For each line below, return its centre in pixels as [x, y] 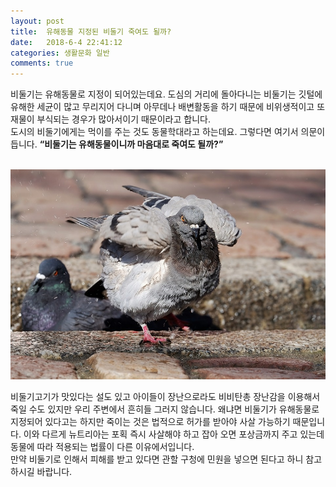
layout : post [37, 21]
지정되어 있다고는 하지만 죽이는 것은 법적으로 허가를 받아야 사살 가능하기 [150, 422]
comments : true [42, 63]
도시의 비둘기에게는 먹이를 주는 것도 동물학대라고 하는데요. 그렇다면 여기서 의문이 [168, 132]
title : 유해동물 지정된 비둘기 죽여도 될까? [91, 31]
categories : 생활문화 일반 [60, 53]
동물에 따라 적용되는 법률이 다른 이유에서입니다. [102, 447]
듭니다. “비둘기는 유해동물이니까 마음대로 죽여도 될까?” [117, 144]
